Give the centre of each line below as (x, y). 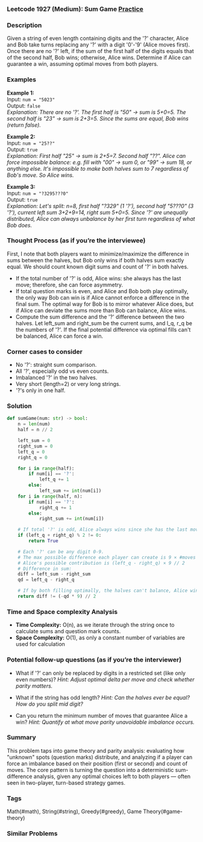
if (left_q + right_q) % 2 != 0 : (60, 536)
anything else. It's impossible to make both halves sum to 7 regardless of (98, 168)
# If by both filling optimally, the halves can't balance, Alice (103, 591)
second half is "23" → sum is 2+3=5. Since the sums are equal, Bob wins (98, 118)
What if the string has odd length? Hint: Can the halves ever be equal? (103, 697)
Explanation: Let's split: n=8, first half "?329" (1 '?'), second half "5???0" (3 (100, 206)
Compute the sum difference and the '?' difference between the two (100, 317)
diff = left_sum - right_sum (54, 574)
